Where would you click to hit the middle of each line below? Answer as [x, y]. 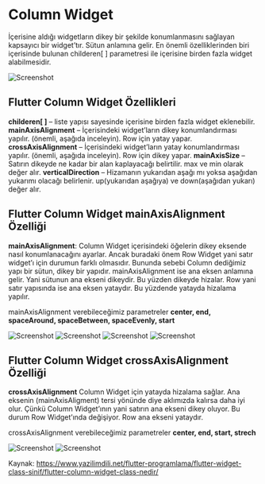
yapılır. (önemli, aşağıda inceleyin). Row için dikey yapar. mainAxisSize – [127, 155]
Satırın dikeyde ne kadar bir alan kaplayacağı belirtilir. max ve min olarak [126, 164]
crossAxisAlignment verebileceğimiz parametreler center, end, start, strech [132, 433]
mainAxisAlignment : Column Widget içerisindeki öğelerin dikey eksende [128, 246]
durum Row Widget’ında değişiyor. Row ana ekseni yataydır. [106, 417]
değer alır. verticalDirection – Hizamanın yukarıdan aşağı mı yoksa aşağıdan [133, 172]
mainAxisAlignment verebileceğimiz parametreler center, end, [110, 312]
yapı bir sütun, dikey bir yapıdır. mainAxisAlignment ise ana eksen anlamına [131, 271]
